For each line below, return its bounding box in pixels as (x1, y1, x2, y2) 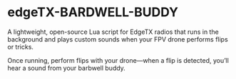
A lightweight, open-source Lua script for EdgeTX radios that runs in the (7, 28, 219, 36)
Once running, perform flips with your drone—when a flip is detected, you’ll (7, 56, 230, 64)
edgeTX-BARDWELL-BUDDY (7, 4, 178, 20)
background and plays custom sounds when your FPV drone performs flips (7, 35, 228, 43)
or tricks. (7, 42, 34, 51)
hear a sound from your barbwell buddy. (7, 63, 126, 72)
